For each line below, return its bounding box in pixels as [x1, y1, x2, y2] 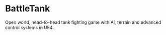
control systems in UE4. [5, 24, 54, 30]
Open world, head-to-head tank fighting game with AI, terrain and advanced [5, 19, 162, 25]
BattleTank [5, 3, 50, 14]
